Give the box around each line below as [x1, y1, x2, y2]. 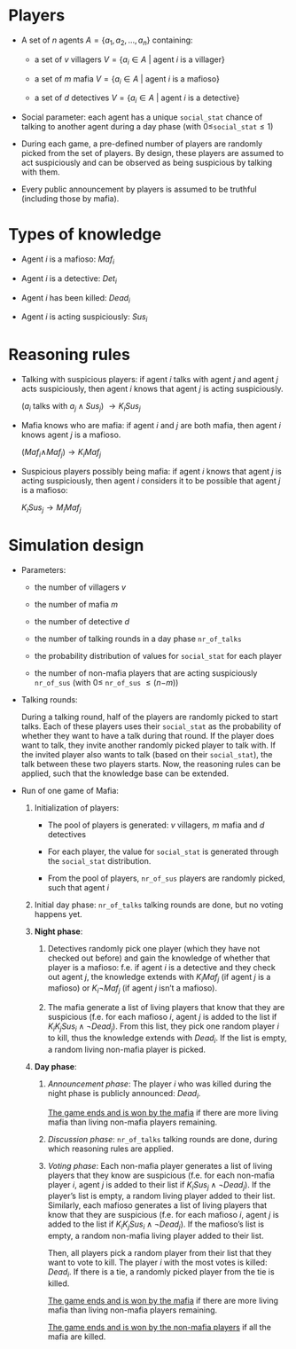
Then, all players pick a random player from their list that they [47, 1248, 272, 1259]
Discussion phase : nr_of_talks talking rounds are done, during [47, 1133, 278, 1144]
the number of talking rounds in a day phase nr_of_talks [34, 633, 242, 644]
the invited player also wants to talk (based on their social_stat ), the [20, 749, 273, 759]
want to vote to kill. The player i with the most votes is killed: [47, 1257, 268, 1268]
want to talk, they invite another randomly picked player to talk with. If [20, 740, 277, 750]
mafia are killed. [47, 1331, 106, 1342]
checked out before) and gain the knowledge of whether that [47, 953, 270, 963]
